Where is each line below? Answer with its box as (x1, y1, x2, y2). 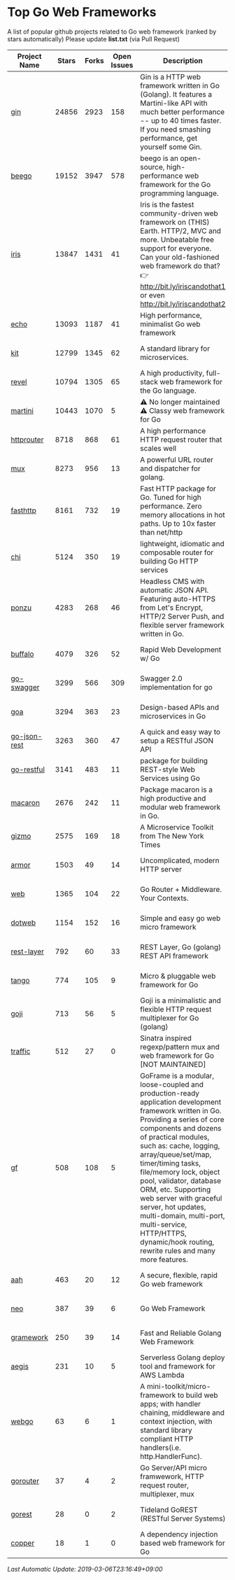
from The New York (139, 831, 204, 841)
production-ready (139, 1088, 199, 1098)
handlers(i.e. (139, 1443, 182, 1453)
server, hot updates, (139, 1202, 206, 1212)
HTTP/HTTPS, (139, 1228, 187, 1238)
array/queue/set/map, (139, 1149, 212, 1159)
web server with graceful (139, 1193, 222, 1203)
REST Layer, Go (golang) (139, 942, 222, 952)
